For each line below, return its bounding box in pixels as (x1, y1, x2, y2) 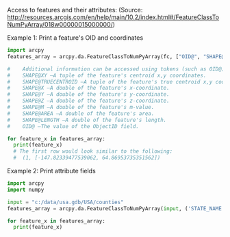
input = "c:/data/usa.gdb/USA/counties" (7, 199, 125, 205)
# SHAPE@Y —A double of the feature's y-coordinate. (7, 91, 170, 98)
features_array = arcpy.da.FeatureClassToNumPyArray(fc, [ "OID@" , (7, 53, 201, 60)
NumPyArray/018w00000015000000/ (7, 21, 113, 28)
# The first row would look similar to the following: (13, 148, 173, 155)
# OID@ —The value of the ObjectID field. (7, 123, 139, 129)
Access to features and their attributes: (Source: (7, 6, 143, 14)
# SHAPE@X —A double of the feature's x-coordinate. (7, 85, 170, 92)
